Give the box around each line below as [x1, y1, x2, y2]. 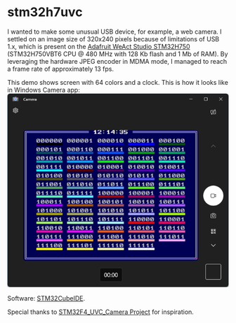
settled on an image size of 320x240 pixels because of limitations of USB [7, 34, 220, 43]
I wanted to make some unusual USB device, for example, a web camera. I [7, 27, 222, 36]
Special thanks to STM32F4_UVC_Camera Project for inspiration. [7, 308, 195, 316]
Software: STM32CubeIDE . [7, 294, 86, 303]
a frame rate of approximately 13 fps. [7, 64, 114, 73]
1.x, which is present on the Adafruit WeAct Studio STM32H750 [7, 42, 191, 50]
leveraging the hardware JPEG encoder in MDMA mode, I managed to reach [7, 57, 228, 65]
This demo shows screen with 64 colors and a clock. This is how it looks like [7, 78, 228, 86]
